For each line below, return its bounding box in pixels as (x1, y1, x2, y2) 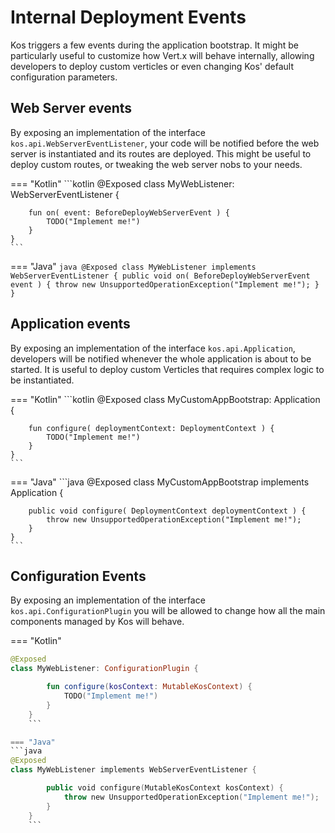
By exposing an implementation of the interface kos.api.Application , (10, 342, 296, 354)
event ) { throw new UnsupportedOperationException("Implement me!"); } (10, 279, 320, 290)
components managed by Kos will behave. (10, 616, 185, 628)
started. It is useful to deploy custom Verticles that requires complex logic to (10, 363, 325, 375)
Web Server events (10, 100, 133, 117)
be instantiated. (10, 374, 75, 386)
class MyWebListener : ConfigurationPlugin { (10, 664, 199, 674)
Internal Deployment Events (10, 6, 247, 29)
